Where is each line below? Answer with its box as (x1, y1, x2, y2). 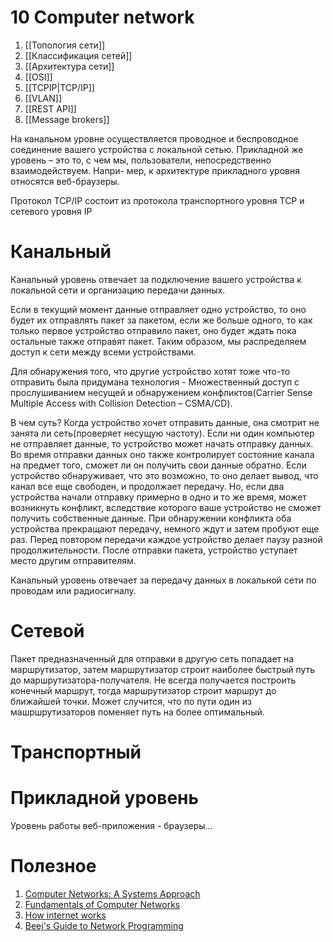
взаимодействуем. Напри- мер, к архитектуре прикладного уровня (10, 164, 300, 176)
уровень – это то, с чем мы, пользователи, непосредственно (10, 154, 272, 166)
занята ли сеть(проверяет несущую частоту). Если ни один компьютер (10, 427, 315, 439)
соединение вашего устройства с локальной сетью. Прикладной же (10, 143, 304, 155)
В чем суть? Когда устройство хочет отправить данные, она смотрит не (10, 416, 320, 428)
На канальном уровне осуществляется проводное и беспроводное (10, 132, 299, 145)
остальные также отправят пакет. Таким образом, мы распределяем (10, 335, 307, 347)
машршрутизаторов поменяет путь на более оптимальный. (10, 706, 265, 718)
